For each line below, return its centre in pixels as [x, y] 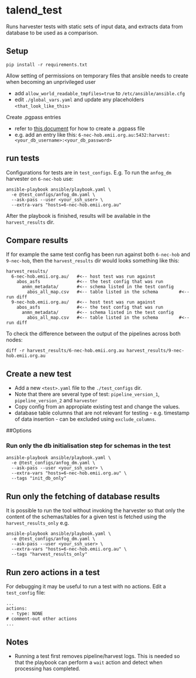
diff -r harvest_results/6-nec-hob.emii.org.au [65, 351]
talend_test [34, 10]
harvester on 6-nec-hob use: [40, 178]
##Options [19, 431]
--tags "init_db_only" [39, 478]
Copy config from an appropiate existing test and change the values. [97, 407]
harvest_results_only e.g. [37, 523]
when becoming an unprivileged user [51, 82]
